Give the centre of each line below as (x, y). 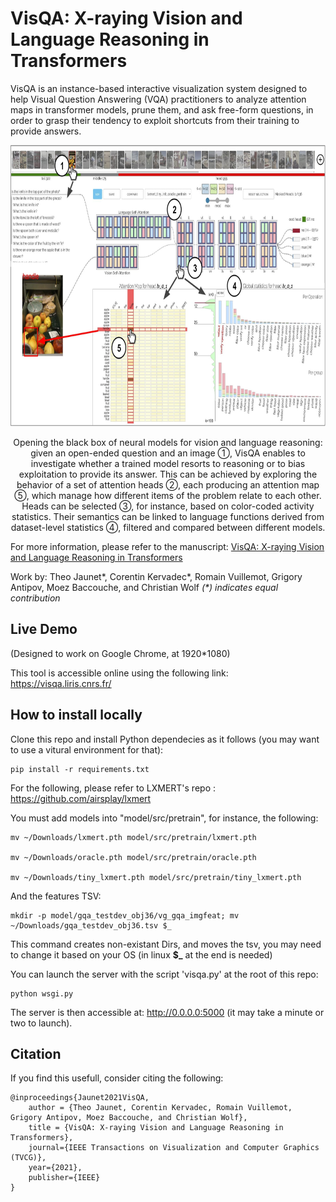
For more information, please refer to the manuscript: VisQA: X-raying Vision (167, 546)
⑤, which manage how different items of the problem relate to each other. (168, 495)
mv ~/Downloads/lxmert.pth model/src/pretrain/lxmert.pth (133, 837)
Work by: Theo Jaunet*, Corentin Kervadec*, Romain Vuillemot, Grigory (156, 576)
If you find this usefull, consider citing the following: (117, 1078)
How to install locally (76, 715)
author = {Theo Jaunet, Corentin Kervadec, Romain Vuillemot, (160, 1108)
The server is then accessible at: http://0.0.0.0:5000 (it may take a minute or (167, 1012)
